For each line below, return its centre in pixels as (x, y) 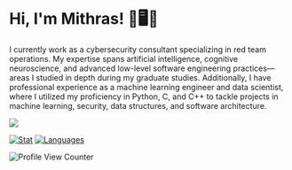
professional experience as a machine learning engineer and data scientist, (146, 87)
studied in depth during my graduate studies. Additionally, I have (154, 77)
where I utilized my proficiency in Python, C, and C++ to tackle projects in (144, 97)
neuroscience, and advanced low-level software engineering (120, 68)
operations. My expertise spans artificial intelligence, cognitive (123, 58)
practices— (254, 68)
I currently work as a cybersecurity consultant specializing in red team (138, 49)
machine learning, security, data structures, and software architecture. (138, 105)
